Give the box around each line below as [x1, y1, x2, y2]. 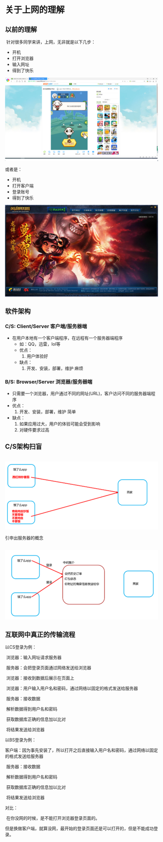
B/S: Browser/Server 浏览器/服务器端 [5, 379, 93, 385]
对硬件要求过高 [19, 427, 49, 432]
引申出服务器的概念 [5, 535, 44, 541]
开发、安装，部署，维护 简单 [19, 409, 76, 414]
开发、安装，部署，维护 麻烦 [26, 365, 83, 371]
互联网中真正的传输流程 [5, 630, 75, 639]
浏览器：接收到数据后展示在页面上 [6, 675, 74, 681]
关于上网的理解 [5, 4, 65, 16]
